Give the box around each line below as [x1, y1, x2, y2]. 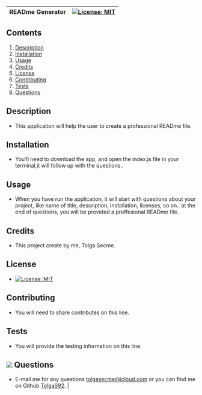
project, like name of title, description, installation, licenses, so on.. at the [14, 202, 196, 209]
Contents [6, 28, 42, 38]
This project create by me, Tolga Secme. [14, 242, 115, 249]
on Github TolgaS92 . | [14, 382, 69, 390]
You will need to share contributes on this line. [14, 309, 130, 316]
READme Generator [9, 8, 66, 16]
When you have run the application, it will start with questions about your [14, 195, 196, 203]
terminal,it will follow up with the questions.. [14, 162, 124, 169]
